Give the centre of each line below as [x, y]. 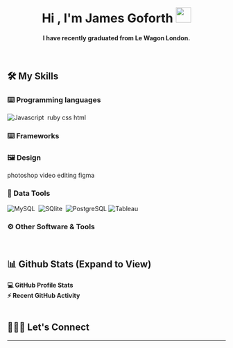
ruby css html [67, 117]
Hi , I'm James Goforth [107, 18]
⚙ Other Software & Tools [51, 226]
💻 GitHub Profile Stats [40, 285]
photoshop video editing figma [51, 175]
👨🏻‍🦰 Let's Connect [49, 328]
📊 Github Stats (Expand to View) [79, 264]
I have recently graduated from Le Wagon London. [116, 38]
